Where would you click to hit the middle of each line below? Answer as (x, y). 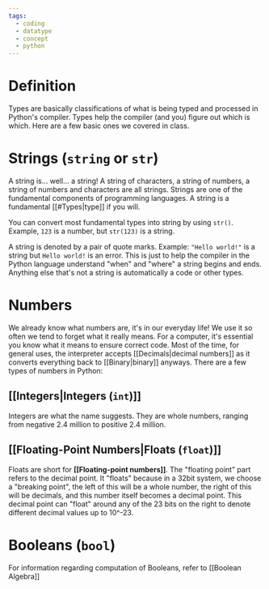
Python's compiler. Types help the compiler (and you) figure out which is (129, 117)
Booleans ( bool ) (62, 545)
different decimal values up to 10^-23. (71, 512)
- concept (32, 38)
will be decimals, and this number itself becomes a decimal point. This (125, 495)
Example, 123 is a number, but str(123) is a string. (92, 231)
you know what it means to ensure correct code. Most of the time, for (124, 344)
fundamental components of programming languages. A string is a (119, 198)
